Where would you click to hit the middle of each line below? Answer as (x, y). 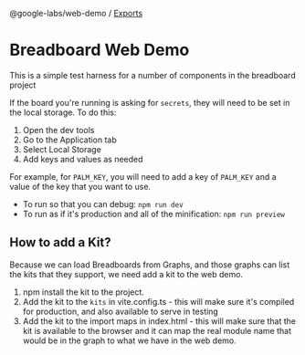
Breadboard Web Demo (100, 50)
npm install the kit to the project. (83, 292)
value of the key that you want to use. (80, 186)
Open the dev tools (58, 130)
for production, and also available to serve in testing (121, 311)
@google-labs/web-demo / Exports (76, 13)
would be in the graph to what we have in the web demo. (129, 340)
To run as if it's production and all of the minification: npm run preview (154, 214)
